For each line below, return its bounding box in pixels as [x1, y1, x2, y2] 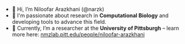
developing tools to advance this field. [11, 18, 107, 25]
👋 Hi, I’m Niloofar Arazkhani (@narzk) [11, 6, 105, 12]
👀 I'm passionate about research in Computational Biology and [11, 12, 169, 19]
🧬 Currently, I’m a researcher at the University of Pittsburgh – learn [11, 24, 180, 32]
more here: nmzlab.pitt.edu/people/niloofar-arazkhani [11, 31, 145, 38]
